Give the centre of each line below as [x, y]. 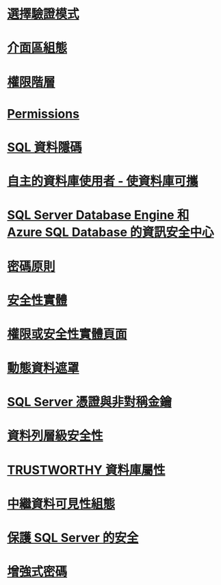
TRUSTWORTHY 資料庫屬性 [86, 470]
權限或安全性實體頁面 [67, 334]
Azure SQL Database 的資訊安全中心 [110, 232]
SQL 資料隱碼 [44, 147]
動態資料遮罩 [43, 368]
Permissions [43, 114]
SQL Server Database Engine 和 [98, 215]
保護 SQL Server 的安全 [73, 538]
